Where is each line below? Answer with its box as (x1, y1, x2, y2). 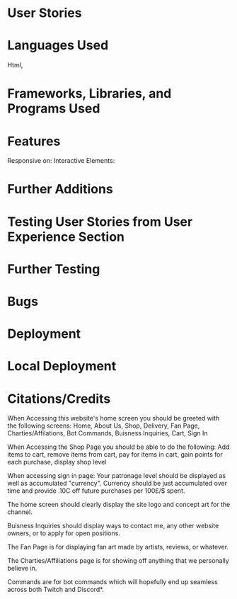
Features (7, 133, 61, 149)
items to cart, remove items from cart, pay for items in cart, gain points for (7, 450, 223, 459)
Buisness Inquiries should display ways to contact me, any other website (7, 522, 219, 530)
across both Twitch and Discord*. (7, 586, 105, 594)
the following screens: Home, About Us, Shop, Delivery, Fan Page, (7, 421, 200, 430)
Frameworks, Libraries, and (7, 86, 172, 102)
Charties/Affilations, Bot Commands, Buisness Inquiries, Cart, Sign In (7, 429, 208, 438)
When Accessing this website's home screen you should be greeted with (7, 414, 220, 423)
